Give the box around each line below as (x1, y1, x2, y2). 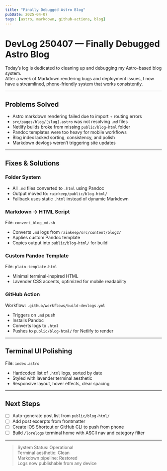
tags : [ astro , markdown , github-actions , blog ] (5, 16, 106, 21)
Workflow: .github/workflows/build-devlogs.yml (5, 302, 105, 308)
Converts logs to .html (12, 322, 59, 328)
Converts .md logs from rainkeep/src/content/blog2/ (12, 229, 121, 235)
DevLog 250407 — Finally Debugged (5, 38, 160, 49)
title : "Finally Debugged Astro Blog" (5, 7, 85, 12)
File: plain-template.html (5, 264, 58, 270)
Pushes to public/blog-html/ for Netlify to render (12, 327, 114, 334)
